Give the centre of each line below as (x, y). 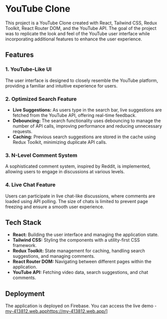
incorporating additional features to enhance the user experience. (74, 39)
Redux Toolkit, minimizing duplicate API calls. (60, 142)
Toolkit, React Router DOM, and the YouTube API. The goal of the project (81, 28)
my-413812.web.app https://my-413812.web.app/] (56, 311)
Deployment (25, 293)
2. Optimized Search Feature (41, 99)
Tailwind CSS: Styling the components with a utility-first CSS (76, 240)
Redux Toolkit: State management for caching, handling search (79, 251)
